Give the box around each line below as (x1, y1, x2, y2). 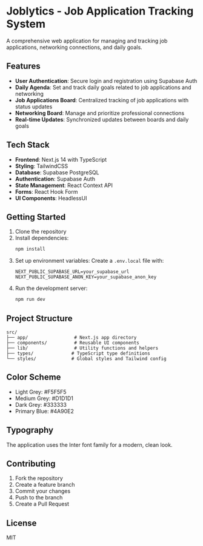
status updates (15, 103, 53, 110)
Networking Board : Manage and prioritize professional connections (15, 109, 185, 116)
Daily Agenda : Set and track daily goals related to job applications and (15, 84, 191, 91)
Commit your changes (15, 487, 71, 495)
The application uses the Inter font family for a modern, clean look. (6, 441, 173, 449)
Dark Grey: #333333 (15, 401, 67, 408)
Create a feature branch (15, 481, 75, 488)
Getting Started (6, 212, 66, 222)
